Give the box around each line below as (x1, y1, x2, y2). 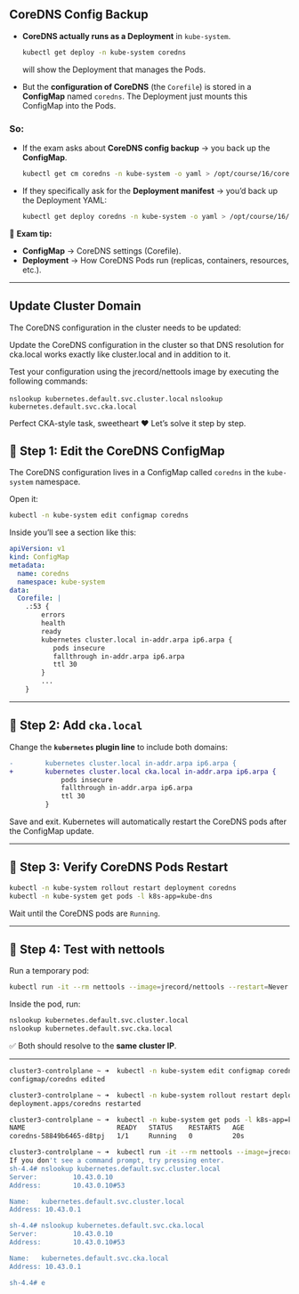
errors (41, 611, 66, 619)
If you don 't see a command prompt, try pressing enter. (9, 1156, 225, 1165)
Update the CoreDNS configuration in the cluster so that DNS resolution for (9, 339, 285, 350)
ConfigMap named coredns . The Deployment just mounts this (21, 91, 247, 101)
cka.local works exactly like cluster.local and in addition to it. (9, 349, 231, 360)
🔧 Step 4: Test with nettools (9, 942, 166, 957)
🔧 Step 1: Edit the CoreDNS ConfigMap (9, 443, 225, 458)
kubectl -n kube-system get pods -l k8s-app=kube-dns (9, 892, 214, 901)
